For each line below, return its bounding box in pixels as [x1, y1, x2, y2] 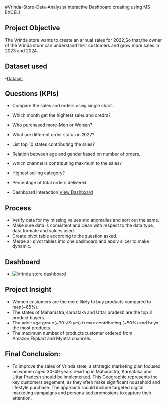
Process [5, 204, 31, 212]
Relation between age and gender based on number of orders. [12, 151, 141, 157]
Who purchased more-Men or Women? [12, 122, 93, 128]
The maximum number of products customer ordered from [12, 330, 133, 336]
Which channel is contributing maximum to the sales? [12, 161, 122, 166]
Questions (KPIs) [5, 89, 59, 98]
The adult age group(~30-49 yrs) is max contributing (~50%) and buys [12, 320, 158, 325]
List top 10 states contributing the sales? [12, 141, 95, 147]
